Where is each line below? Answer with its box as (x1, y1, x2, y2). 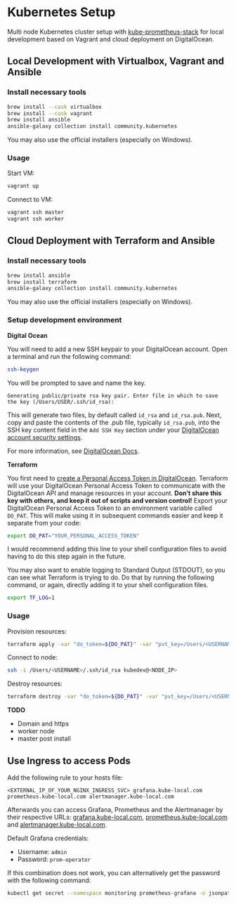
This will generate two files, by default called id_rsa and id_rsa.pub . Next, (7, 410, 222, 419)
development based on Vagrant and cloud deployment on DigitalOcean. (7, 34, 214, 43)
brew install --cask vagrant (7, 110, 93, 117)
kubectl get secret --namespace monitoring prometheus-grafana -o (7, 890, 206, 897)
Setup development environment (7, 315, 122, 325)
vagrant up (7, 183, 39, 190)
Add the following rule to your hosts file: (7, 773, 123, 782)
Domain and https (17, 719, 70, 728)
